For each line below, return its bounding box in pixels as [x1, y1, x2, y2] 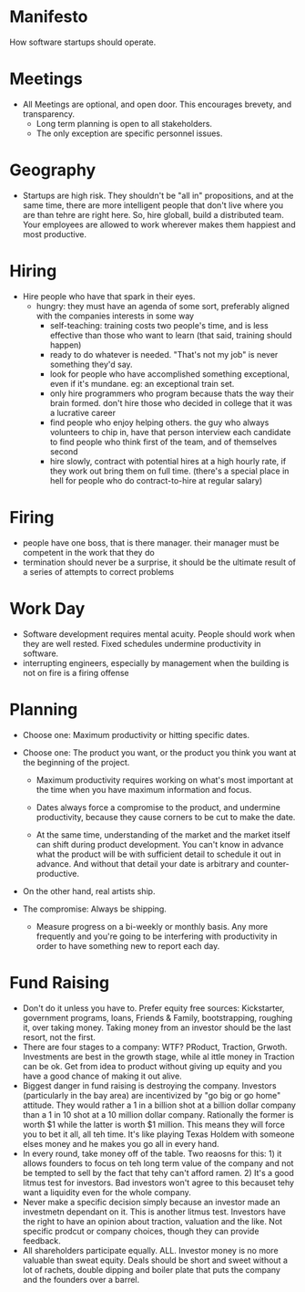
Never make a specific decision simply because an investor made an [22, 1196, 280, 1207]
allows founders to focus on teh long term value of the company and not [22, 1157, 294, 1169]
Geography [9, 160, 97, 181]
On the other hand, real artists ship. [22, 885, 156, 896]
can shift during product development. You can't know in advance [36, 839, 284, 849]
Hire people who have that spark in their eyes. [22, 290, 196, 302]
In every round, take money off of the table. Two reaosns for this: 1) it [22, 1148, 282, 1159]
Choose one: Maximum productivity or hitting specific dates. [22, 729, 250, 740]
